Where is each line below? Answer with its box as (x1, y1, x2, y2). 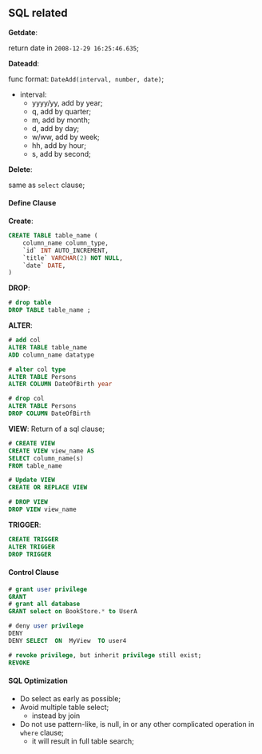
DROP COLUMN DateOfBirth (8, 409, 91, 418)
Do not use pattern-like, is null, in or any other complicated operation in (19, 719, 255, 728)
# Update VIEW (8, 476, 56, 485)
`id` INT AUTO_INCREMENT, (22, 246, 109, 254)
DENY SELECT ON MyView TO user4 (8, 636, 127, 644)
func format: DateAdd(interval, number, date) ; (8, 74, 165, 83)
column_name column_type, (22, 239, 109, 247)
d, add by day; (31, 123, 80, 133)
